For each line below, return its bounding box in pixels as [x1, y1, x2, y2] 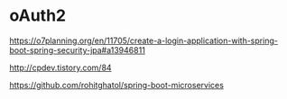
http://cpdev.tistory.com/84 [9, 62, 112, 73]
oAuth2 [9, 5, 66, 26]
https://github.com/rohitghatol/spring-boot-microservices [9, 79, 224, 90]
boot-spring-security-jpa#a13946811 [9, 44, 146, 55]
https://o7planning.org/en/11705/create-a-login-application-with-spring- [9, 35, 278, 46]
